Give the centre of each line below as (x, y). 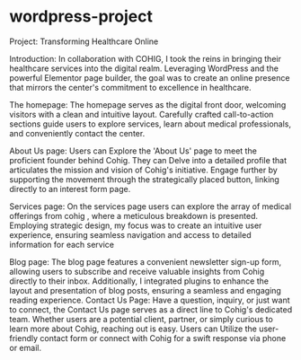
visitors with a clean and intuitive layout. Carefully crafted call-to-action (142, 114)
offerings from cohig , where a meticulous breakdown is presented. (134, 215)
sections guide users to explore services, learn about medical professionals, (150, 124)
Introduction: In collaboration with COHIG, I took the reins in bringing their (145, 58)
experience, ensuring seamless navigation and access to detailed (130, 234)
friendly (24, 338)
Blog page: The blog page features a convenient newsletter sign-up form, (146, 261)
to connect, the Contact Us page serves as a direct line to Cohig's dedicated (151, 309)
